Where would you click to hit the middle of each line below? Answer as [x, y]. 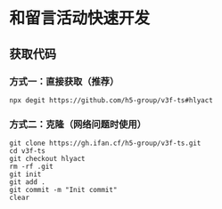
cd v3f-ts [28, 151]
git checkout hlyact [48, 159]
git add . [28, 182]
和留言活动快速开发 [80, 18]
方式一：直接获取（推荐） [64, 81]
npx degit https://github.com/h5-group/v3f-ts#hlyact [111, 100]
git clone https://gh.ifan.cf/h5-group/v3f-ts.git [105, 143]
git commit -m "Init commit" [63, 190]
